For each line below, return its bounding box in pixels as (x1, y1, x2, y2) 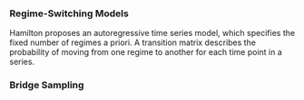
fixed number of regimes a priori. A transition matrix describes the (9, 37, 257, 48)
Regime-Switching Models (9, 7, 129, 20)
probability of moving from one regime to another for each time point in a (9, 47, 283, 58)
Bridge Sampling (9, 79, 84, 92)
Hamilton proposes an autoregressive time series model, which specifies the (9, 28, 296, 39)
